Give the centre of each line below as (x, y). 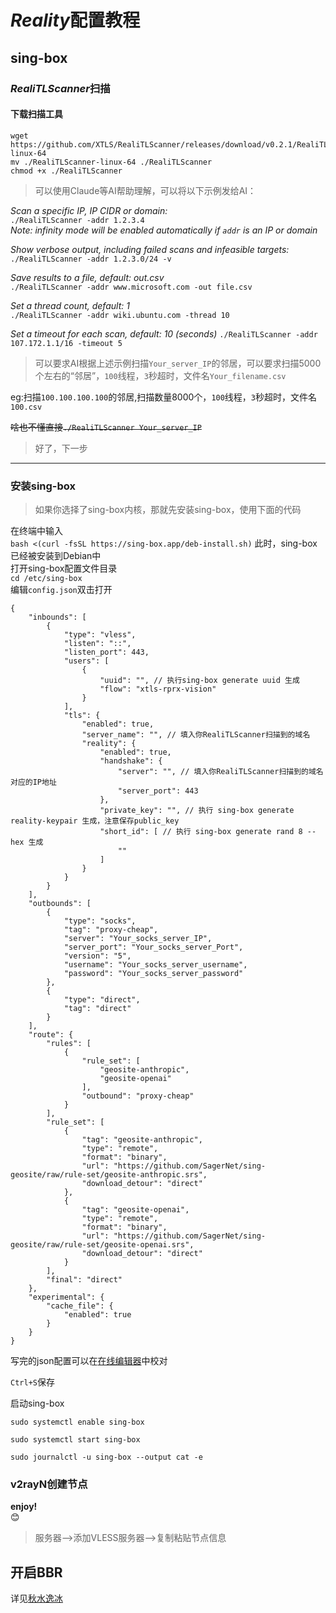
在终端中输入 (36, 530)
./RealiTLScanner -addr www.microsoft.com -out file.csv (131, 287)
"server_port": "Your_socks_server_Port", (153, 947)
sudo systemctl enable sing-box (77, 1422)
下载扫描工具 (36, 114)
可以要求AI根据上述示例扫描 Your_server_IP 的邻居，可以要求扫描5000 (178, 363)
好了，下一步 (61, 448)
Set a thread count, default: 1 (70, 305)
